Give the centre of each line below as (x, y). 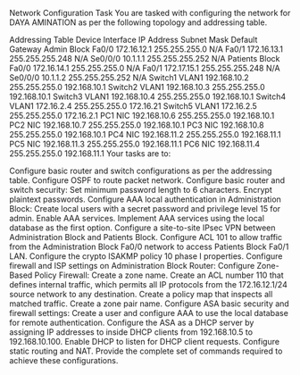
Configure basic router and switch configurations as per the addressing (141, 171)
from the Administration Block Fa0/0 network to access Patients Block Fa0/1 (149, 246)
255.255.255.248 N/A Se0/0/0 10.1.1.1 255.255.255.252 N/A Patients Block (145, 58)
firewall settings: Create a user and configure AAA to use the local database (149, 313)
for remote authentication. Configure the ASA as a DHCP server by (132, 322)
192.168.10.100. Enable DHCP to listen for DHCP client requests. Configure (144, 342)
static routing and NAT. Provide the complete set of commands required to (146, 351)
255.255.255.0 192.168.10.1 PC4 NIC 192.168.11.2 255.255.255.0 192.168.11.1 (145, 134)
